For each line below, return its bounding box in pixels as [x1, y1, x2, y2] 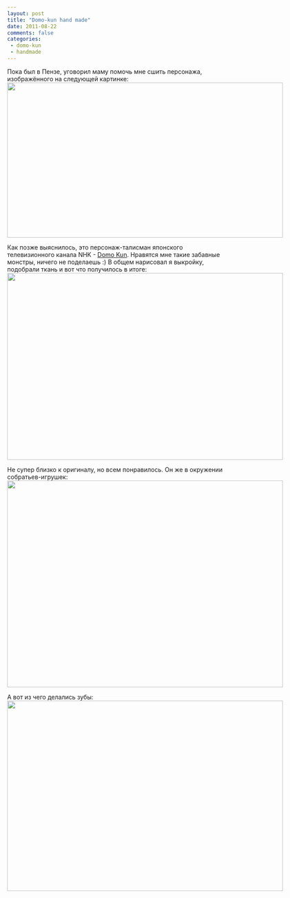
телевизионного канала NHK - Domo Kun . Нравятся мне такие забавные [7, 250, 220, 258]
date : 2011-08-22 [7, 23, 57, 30]
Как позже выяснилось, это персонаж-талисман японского [7, 243, 183, 252]
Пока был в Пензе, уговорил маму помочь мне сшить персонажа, [7, 67, 203, 76]
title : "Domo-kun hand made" [7, 17, 91, 23]
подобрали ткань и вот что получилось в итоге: [7, 265, 147, 273]
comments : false [7, 29, 54, 37]
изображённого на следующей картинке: [7, 74, 129, 83]
